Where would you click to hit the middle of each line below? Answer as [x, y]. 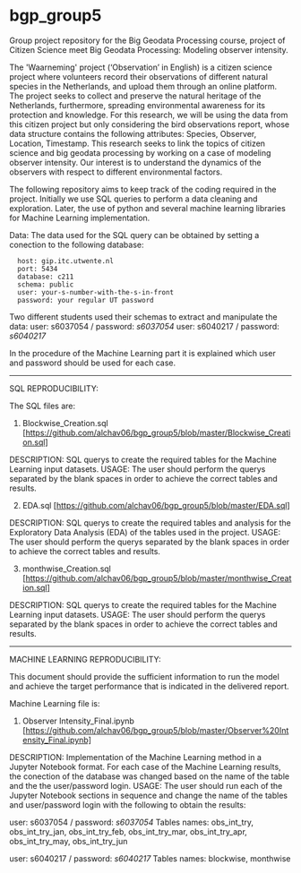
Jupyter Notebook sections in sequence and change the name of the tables [149, 795]
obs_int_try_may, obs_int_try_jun [69, 841]
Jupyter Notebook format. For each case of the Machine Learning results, [145, 766]
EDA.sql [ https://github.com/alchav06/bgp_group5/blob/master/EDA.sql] [156, 505]
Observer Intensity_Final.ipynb [78, 721]
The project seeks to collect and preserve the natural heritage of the [135, 96]
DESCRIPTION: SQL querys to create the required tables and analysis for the [150, 522]
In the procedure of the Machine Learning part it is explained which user [142, 353]
